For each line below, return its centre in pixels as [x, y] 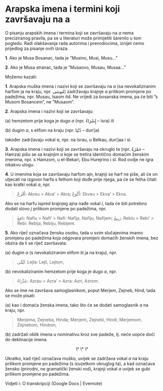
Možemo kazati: [21, 77]
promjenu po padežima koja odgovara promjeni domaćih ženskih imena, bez [82, 238]
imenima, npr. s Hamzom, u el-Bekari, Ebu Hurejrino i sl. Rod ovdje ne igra [79, 159]
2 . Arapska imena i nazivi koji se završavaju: [49, 111]
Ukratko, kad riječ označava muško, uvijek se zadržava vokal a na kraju [77, 358]
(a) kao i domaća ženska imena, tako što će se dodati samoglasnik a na [77, 305]
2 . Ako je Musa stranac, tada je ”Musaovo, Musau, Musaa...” [65, 67]
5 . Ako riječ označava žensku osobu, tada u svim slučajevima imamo [74, 232]
